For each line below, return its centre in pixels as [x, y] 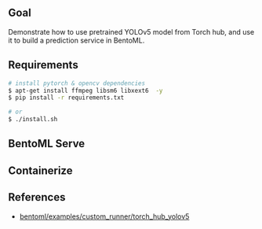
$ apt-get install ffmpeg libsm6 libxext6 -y [86, 90]
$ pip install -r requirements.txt [66, 98]
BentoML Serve [47, 144]
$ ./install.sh [33, 120]
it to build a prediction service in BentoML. [76, 40]
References [37, 197]
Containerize [40, 170]
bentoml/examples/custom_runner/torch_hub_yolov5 [104, 216]
